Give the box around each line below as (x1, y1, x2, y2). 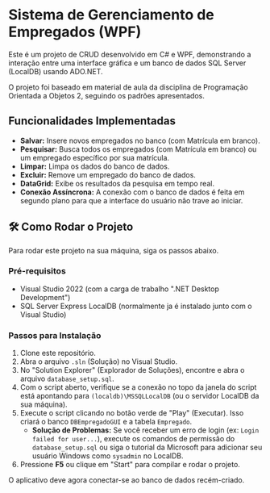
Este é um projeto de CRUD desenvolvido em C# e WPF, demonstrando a (8, 49, 251, 59)
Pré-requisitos (8, 265, 66, 277)
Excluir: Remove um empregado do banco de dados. (19, 169, 196, 179)
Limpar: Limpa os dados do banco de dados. (19, 161, 170, 171)
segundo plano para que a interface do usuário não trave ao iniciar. (19, 195, 243, 205)
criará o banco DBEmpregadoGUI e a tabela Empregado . (19, 417, 193, 427)
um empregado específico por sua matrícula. (19, 152, 170, 162)
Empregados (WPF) (8, 23, 142, 41)
